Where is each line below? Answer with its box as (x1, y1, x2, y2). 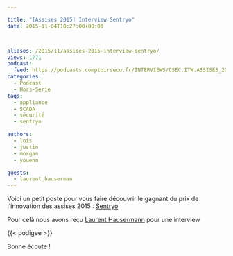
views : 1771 (7, 53, 42, 61)
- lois (13, 137, 33, 144)
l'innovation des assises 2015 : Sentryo (7, 202, 119, 210)
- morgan (13, 150, 39, 157)
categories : (7, 74, 42, 80)
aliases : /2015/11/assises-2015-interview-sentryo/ (7, 47, 159, 54)
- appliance (13, 99, 49, 106)
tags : (7, 92, 23, 99)
